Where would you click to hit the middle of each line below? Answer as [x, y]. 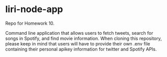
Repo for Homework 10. [30, 23]
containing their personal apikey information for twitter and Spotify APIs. [81, 49]
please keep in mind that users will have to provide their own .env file [78, 43]
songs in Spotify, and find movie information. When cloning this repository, [83, 38]
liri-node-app [34, 9]
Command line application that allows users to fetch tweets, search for [79, 33]
